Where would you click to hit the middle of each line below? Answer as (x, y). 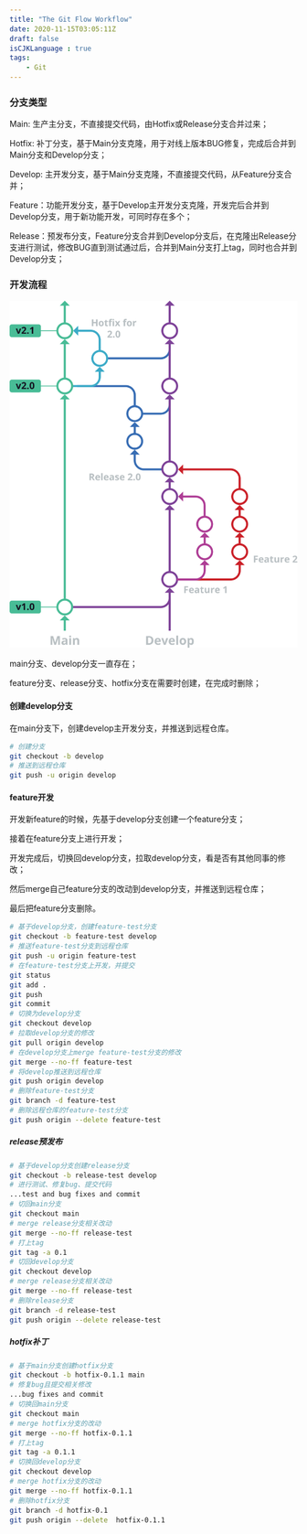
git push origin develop (57, 1081)
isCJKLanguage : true (51, 48)
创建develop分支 (41, 706)
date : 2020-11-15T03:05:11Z (63, 29)
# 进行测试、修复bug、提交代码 (61, 1185)
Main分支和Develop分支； (58, 155)
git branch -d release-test (63, 1310)
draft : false (34, 38)
